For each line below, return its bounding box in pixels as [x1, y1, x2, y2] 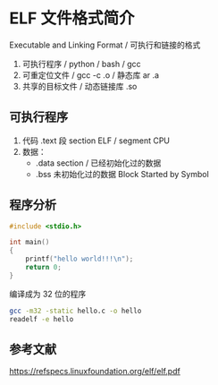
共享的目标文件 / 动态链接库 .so [21, 81, 138, 91]
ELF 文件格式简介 [9, 8, 135, 29]
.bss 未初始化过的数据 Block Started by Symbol [35, 168, 210, 179]
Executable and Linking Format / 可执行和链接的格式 [9, 39, 201, 50]
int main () [9, 238, 50, 247]
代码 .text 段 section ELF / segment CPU [21, 135, 171, 146]
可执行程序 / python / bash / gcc [21, 58, 141, 69]
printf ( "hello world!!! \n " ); [25, 254, 134, 264]
